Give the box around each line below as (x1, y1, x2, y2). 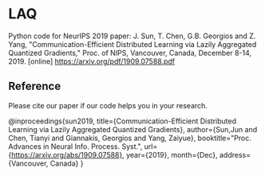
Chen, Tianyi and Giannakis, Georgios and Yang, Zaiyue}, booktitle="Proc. (8, 133, 251, 143)
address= (219, 150, 251, 159)
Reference (8, 80, 61, 93)
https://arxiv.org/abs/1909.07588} (10, 150, 123, 159)
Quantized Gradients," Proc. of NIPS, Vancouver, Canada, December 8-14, (8, 48, 252, 57)
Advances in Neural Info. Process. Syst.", (8, 141, 143, 151)
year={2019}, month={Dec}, (126, 150, 218, 159)
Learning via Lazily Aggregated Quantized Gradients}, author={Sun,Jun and (8, 124, 258, 134)
